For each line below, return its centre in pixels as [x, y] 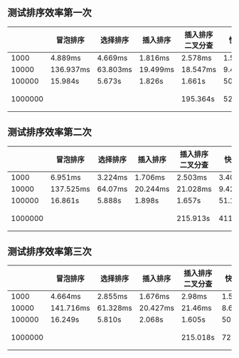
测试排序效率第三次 [49, 252]
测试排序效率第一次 [49, 13]
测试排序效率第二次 [49, 132]
